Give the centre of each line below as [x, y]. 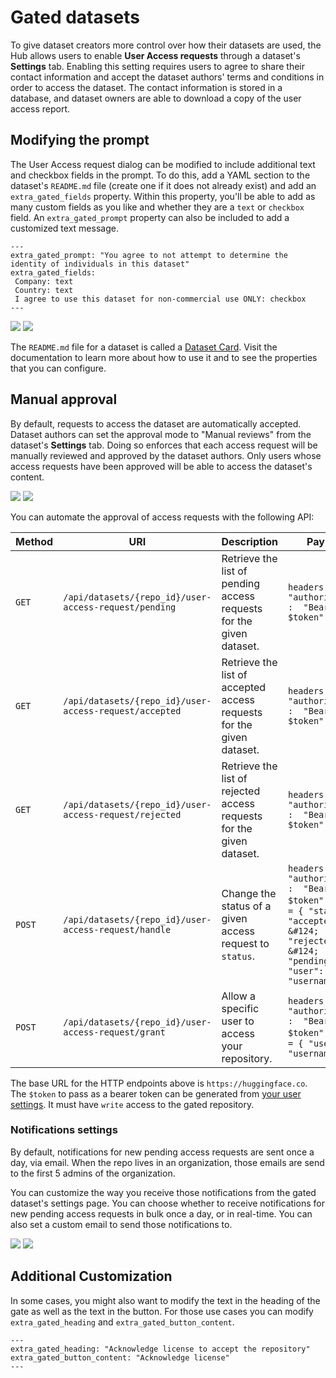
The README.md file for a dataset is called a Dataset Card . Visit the [144, 347]
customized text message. [64, 228]
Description [249, 541]
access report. [40, 108]
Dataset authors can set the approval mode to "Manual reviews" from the [161, 434]
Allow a [239, 996]
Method [34, 541]
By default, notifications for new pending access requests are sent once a [162, 1152]
